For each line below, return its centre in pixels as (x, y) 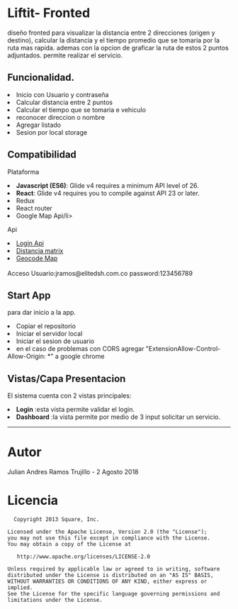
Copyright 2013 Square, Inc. (57, 520)
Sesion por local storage (52, 132)
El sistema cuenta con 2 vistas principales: (69, 396)
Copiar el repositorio (46, 326)
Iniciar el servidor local (50, 334)
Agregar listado (39, 125)
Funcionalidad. (41, 78)
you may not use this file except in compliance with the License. (109, 538)
